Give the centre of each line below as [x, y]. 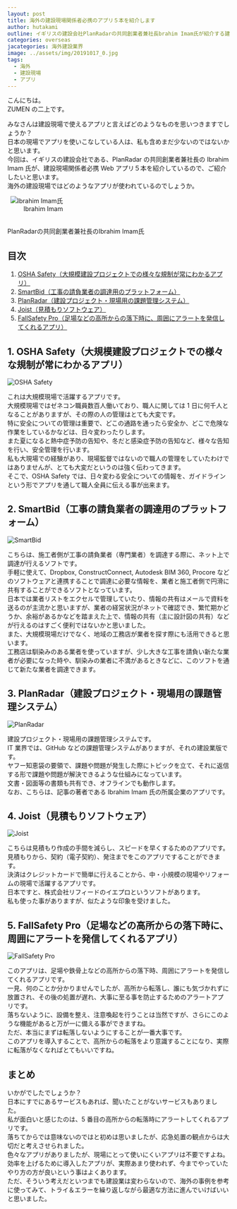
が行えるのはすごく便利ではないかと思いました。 [78, 625]
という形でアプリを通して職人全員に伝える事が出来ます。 [90, 485]
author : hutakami [33, 27]
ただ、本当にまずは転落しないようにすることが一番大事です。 [97, 1033]
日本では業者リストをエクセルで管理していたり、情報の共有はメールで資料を [119, 599]
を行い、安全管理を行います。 [50, 450]
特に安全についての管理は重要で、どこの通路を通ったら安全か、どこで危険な [118, 423]
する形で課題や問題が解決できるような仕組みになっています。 [96, 774]
